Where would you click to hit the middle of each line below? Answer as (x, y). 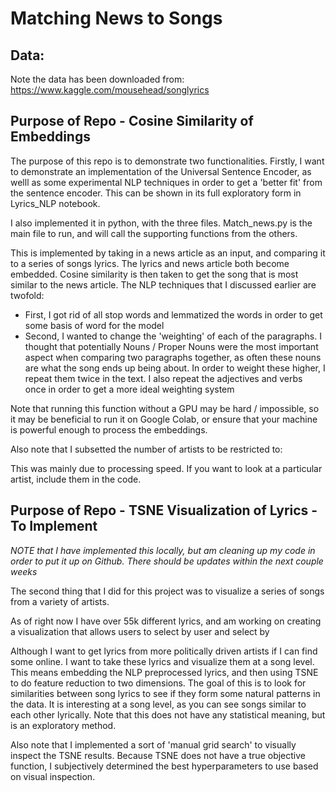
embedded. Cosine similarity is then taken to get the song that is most (154, 274)
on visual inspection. (53, 776)
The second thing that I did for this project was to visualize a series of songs (167, 591)
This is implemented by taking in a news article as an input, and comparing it (168, 253)
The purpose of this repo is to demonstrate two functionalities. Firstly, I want (167, 161)
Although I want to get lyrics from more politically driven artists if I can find (164, 651)
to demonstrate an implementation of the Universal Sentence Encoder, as (161, 171)
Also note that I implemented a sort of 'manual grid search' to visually (153, 744)
